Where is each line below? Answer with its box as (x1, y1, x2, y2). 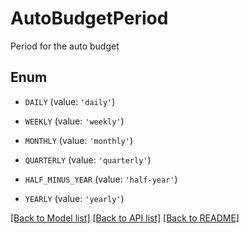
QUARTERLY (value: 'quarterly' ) (24, 153, 152, 166)
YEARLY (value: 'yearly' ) (24, 192, 125, 204)
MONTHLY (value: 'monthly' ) (24, 134, 133, 146)
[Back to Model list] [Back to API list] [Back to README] (10, 212, 240, 224)
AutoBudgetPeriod (10, 7, 169, 30)
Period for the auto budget (10, 40, 120, 52)
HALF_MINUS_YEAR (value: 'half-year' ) (24, 173, 178, 185)
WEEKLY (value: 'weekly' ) (24, 115, 125, 127)
